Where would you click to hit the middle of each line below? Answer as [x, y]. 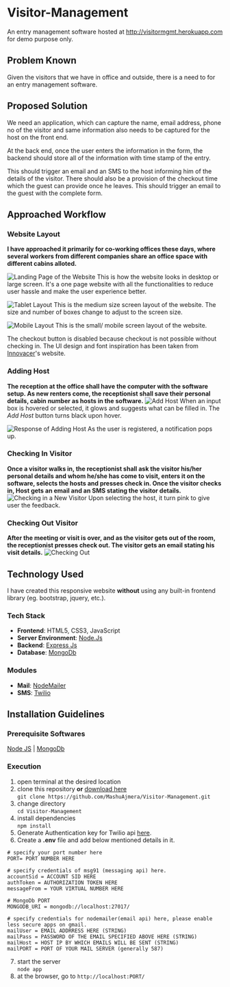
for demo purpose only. [40, 38]
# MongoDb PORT [29, 900]
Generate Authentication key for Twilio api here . [84, 832]
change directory [41, 803]
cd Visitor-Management [49, 811]
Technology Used [46, 574]
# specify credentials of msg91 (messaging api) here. [87, 870]
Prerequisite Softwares [46, 734]
